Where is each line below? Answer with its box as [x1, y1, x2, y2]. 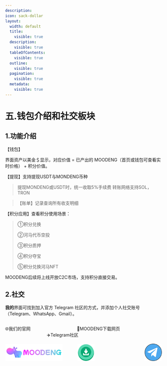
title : [9, 29, 23, 34]
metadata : [9, 82, 30, 87]
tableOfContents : [9, 50, 46, 55]
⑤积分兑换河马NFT [17, 263, 59, 269]
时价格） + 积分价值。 [5, 163, 50, 169]
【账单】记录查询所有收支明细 [17, 200, 79, 206]
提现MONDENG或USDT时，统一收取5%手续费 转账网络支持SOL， [17, 184, 152, 190]
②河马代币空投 [17, 232, 50, 238]
